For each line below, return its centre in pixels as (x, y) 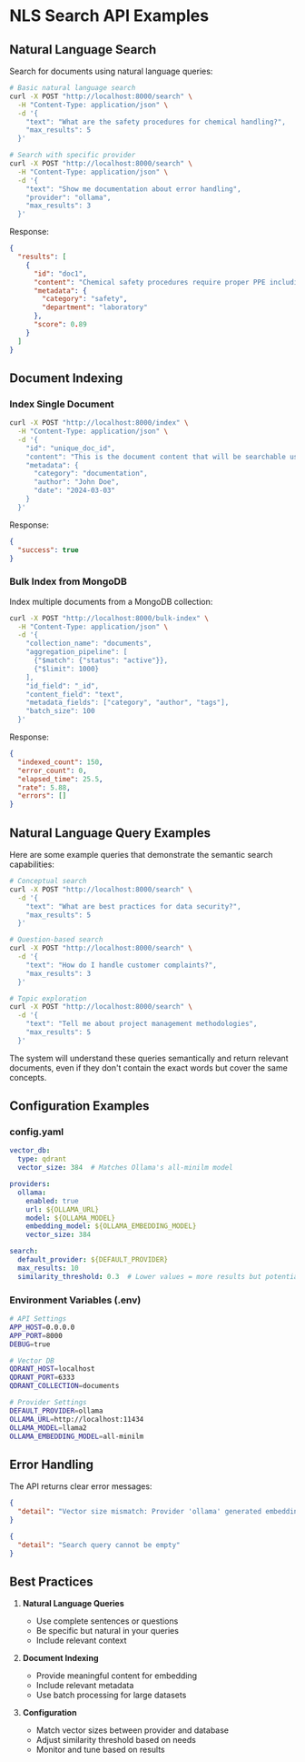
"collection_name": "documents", (89, 644)
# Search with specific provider (73, 156)
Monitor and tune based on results (100, 1750)
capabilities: (32, 864)
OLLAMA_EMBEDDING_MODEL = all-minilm (77, 1436)
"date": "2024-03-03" (74, 491)
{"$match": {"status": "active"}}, (101, 660)
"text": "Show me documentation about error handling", (134, 189)
